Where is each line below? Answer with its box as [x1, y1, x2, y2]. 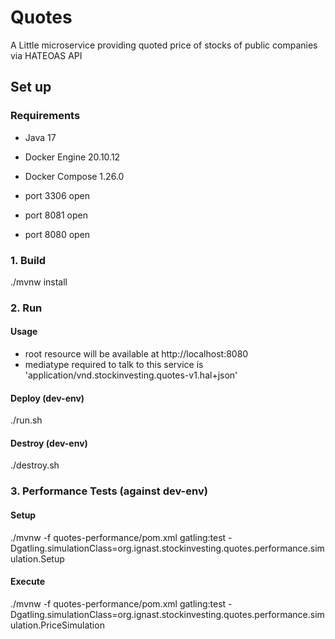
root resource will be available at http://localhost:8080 [24, 348, 249, 360]
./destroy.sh [10, 459, 60, 471]
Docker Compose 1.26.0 [24, 170, 125, 182]
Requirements [10, 109, 81, 123]
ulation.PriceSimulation [10, 619, 105, 631]
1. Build [10, 253, 47, 267]
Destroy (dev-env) [10, 437, 88, 449]
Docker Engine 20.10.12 [24, 151, 121, 163]
